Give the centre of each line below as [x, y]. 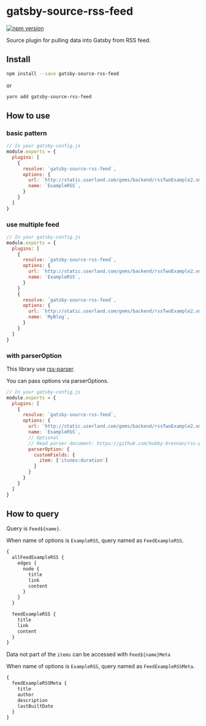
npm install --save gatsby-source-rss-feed [63, 74]
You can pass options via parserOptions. [58, 380]
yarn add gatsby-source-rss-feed [49, 96]
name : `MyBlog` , [49, 317]
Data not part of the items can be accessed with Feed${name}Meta [88, 654]
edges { [27, 563]
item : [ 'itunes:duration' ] [74, 461]
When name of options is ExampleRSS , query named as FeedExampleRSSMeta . [101, 666]
